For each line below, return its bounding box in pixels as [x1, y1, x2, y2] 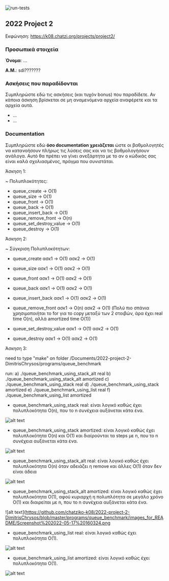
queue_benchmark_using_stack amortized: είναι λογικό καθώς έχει [12, 427, 155, 433]
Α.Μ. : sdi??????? [5, 67, 41, 73]
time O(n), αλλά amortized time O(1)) [12, 315, 91, 322]
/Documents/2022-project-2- [69, 355, 131, 361]
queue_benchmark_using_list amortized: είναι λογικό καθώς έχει [12, 554, 150, 561]
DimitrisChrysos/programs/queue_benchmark [5, 360, 102, 366]
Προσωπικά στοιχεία [5, 46, 59, 53]
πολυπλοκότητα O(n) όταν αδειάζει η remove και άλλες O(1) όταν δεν [12, 463, 162, 469]
